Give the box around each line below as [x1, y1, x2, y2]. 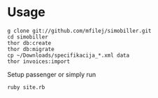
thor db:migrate [7, 45, 55, 52]
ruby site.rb [7, 83, 45, 91]
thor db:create [7, 39, 52, 46]
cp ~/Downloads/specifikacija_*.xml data [7, 52, 130, 59]
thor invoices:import [7, 57, 71, 65]
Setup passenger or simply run [7, 70, 96, 78]
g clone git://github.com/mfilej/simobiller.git [7, 27, 152, 34]
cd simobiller [7, 33, 49, 41]
